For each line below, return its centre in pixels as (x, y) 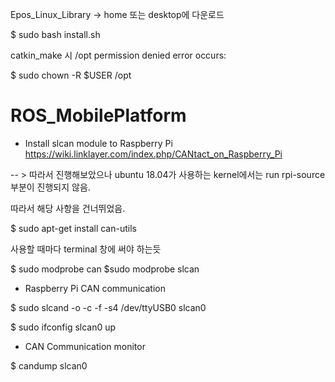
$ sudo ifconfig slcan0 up (63, 327)
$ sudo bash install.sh (55, 34)
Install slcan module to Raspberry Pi (98, 143)
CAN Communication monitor (85, 346)
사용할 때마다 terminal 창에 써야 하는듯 (86, 249)
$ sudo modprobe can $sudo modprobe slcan (105, 269)
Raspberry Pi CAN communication (95, 288)
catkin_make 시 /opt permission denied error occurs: (118, 55)
